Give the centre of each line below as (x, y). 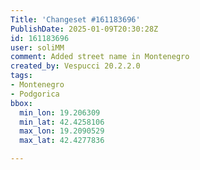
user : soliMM (37, 47)
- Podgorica (35, 94)
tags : (21, 76)
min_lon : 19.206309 (60, 112)
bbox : (21, 103)
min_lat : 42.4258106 (62, 122)
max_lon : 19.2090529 (62, 131)
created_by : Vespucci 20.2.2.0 (75, 66)
